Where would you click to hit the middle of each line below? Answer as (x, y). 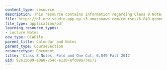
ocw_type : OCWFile (24, 37)
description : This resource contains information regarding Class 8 (78, 14)
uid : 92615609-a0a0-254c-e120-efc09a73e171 (51, 60)
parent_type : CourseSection (34, 46)
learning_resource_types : (32, 28)
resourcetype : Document (30, 51)
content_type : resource (30, 10)
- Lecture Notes (22, 33)
